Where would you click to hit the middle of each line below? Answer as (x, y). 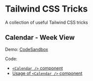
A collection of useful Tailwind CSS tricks (46, 22)
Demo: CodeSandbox (27, 49)
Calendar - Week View (40, 38)
